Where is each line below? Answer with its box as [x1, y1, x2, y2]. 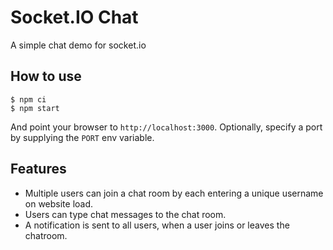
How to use [10, 68, 82, 85]
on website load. [24, 197, 94, 210]
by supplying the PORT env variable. [10, 131, 155, 143]
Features [10, 161, 67, 178]
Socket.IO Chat [10, 6, 139, 29]
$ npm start [10, 103, 60, 113]
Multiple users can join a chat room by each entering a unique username [24, 187, 324, 199]
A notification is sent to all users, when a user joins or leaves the [24, 219, 290, 231]
